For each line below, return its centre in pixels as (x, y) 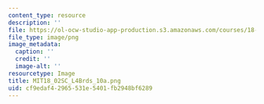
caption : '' (35, 52)
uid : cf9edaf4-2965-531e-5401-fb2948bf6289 (81, 88)
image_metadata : (35, 45)
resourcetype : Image (42, 74)
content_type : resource (47, 15)
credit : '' (33, 59)
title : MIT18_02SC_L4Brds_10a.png (65, 81)
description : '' (35, 23)
